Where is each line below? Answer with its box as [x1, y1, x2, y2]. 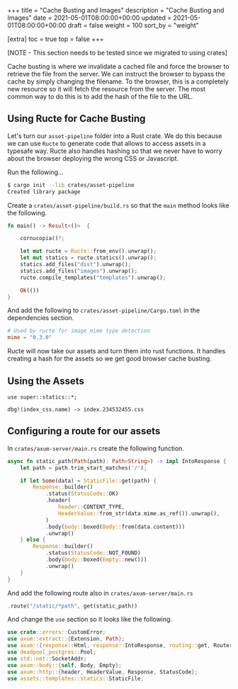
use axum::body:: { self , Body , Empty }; [7, 661, 122, 668]
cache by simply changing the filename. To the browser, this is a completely [7, 77, 229, 86]
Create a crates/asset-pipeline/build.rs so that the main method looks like [7, 201, 229, 210]
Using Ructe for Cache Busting [7, 113, 146, 125]
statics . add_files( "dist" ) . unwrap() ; [20, 261, 132, 268]
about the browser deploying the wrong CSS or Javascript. [7, 154, 179, 162]
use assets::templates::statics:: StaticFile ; [7, 675, 144, 682]
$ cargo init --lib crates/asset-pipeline [7, 181, 135, 188]
